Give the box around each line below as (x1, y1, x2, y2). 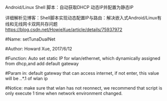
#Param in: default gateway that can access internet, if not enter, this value (5, 70, 160, 76)
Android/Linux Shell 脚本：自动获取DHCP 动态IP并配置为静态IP (5, 4, 134, 10)
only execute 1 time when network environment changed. (5, 91, 123, 96)
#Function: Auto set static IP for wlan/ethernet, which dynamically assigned (5, 55, 161, 61)
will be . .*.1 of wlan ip (5, 76, 48, 81)
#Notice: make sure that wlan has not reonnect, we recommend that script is (5, 85, 163, 91)
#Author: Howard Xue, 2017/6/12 (5, 46, 72, 51)
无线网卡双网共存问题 (13, 21, 58, 27)
